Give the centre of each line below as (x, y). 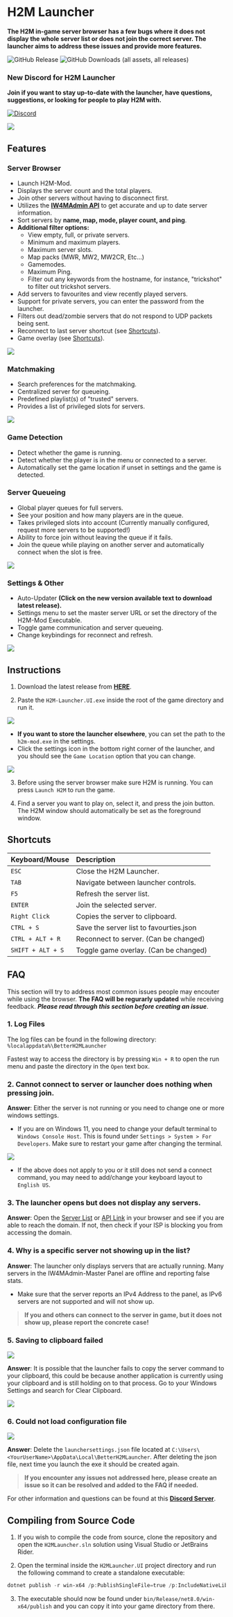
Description (96, 860)
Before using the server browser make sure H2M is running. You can (115, 782)
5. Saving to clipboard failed (55, 1340)
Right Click (31, 916)
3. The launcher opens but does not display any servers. (104, 1203)
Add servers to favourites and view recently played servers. (103, 294)
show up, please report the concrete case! (86, 1322)
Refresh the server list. (113, 894)
